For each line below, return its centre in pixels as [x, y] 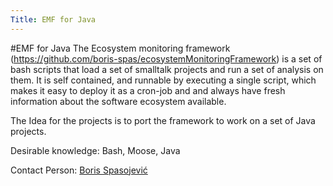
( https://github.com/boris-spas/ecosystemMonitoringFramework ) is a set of [166, 58]
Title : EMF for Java [53, 19]
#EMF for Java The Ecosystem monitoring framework [120, 48]
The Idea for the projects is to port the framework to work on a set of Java [163, 120]
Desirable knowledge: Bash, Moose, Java [95, 150]
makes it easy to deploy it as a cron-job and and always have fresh [148, 90]
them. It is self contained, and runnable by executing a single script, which [163, 80]
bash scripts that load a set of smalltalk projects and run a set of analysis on [167, 69]
